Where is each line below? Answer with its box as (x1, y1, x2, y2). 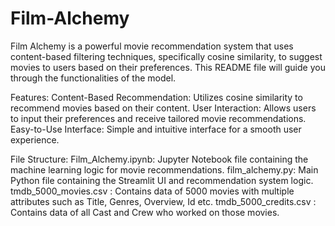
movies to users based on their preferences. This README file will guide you (10, 61, 326, 73)
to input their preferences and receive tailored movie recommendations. (10, 112, 307, 124)
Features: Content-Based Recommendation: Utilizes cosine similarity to (10, 91, 303, 103)
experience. (10, 133, 60, 146)
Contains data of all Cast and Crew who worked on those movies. (10, 206, 280, 218)
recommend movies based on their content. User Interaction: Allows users (10, 102, 317, 114)
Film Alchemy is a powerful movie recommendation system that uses (10, 40, 294, 52)
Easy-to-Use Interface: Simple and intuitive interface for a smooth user (10, 123, 302, 135)
